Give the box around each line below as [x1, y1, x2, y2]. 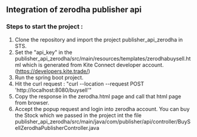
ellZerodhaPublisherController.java [14, 124, 100, 131]
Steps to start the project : [6, 23, 83, 31]
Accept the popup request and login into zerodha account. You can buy [14, 105, 190, 112]
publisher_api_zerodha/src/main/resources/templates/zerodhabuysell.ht [14, 55, 191, 62]
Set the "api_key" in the [14, 49, 72, 56]
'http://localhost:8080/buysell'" [14, 86, 92, 94]
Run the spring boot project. [14, 74, 84, 81]
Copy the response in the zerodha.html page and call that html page [14, 93, 182, 100]
